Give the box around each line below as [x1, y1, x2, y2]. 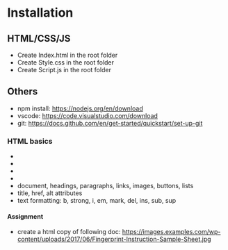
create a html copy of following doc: [17, 228, 121, 236]
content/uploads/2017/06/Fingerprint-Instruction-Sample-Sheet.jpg [17, 235, 211, 244]
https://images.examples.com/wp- [122, 228, 221, 236]
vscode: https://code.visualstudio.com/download [17, 111, 158, 119]
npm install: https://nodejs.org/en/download [17, 104, 144, 112]
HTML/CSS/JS [7, 33, 71, 44]
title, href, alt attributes [17, 189, 83, 197]
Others [7, 85, 38, 98]
